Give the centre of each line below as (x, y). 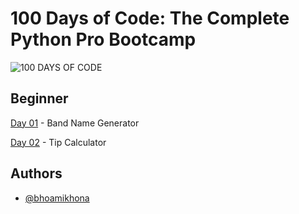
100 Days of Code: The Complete (150, 18)
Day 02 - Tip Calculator (58, 142)
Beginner (39, 98)
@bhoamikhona (57, 198)
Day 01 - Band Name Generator (75, 123)
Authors (36, 173)
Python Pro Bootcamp (103, 39)
